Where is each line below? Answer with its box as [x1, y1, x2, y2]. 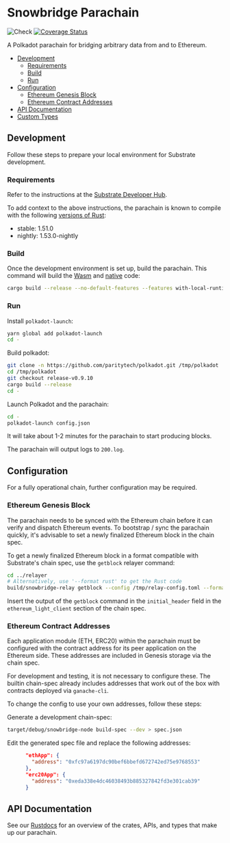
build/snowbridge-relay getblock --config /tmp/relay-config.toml [7, 584, 201, 591]
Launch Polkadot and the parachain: [7, 400, 110, 408]
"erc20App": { [25, 771, 66, 778]
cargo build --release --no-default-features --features [7, 285, 173, 292]
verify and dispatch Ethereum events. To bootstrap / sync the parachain [7, 523, 210, 532]
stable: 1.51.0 [16, 224, 53, 233]
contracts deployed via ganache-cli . [7, 687, 110, 695]
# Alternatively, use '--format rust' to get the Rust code [7, 578, 183, 585]
